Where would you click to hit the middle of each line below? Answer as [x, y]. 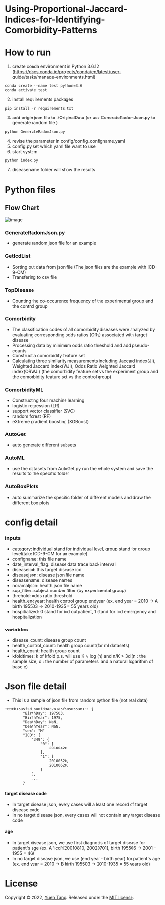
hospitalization [27, 617]
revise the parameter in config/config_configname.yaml [68, 141]
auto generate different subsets [44, 445]
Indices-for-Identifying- [55, 20]
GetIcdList [18, 256]
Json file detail [36, 687]
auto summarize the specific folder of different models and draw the [82, 497]
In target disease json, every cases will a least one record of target [80, 805]
